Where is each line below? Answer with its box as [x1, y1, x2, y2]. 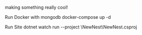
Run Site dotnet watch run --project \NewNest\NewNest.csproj [5, 24, 137, 30]
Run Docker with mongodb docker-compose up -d [5, 14, 111, 20]
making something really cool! [5, 5, 68, 10]
